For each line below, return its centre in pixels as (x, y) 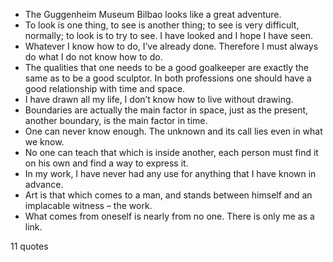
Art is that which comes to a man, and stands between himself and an (168, 195)
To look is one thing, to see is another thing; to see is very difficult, (162, 25)
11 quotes (29, 246)
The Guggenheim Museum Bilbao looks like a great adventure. (153, 14)
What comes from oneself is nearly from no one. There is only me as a (169, 216)
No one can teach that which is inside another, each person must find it (171, 152)
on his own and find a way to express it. (106, 163)
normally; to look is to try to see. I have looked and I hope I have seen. (168, 35)
